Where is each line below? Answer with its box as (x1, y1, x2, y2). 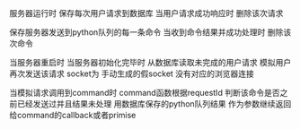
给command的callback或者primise (9, 110, 137, 120)
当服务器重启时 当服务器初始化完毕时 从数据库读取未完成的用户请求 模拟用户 (9, 57, 292, 67)
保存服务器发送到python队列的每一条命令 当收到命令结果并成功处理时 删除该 (9, 27, 292, 38)
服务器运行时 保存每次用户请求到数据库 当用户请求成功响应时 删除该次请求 (9, 8, 284, 18)
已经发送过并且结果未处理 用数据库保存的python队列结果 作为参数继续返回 (16, 99, 292, 109)
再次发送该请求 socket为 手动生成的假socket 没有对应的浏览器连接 (9, 68, 254, 79)
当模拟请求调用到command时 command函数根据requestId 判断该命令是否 (9, 88, 280, 98)
